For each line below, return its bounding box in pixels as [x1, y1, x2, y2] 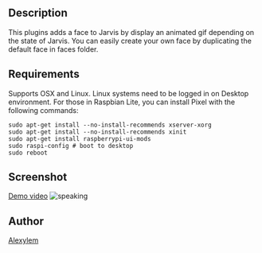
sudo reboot [8, 149, 48, 157]
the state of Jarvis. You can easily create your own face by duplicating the [8, 36, 252, 45]
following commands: [8, 105, 79, 115]
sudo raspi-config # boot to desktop [8, 142, 134, 150]
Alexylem [8, 235, 39, 245]
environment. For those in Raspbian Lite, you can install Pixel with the [8, 97, 236, 107]
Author [8, 214, 44, 228]
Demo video [8, 191, 49, 201]
